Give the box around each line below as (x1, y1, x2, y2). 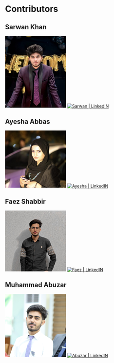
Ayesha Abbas (5, 117, 50, 126)
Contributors (5, 3, 58, 15)
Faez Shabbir (5, 197, 46, 205)
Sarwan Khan (5, 23, 47, 31)
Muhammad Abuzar (5, 281, 67, 289)
